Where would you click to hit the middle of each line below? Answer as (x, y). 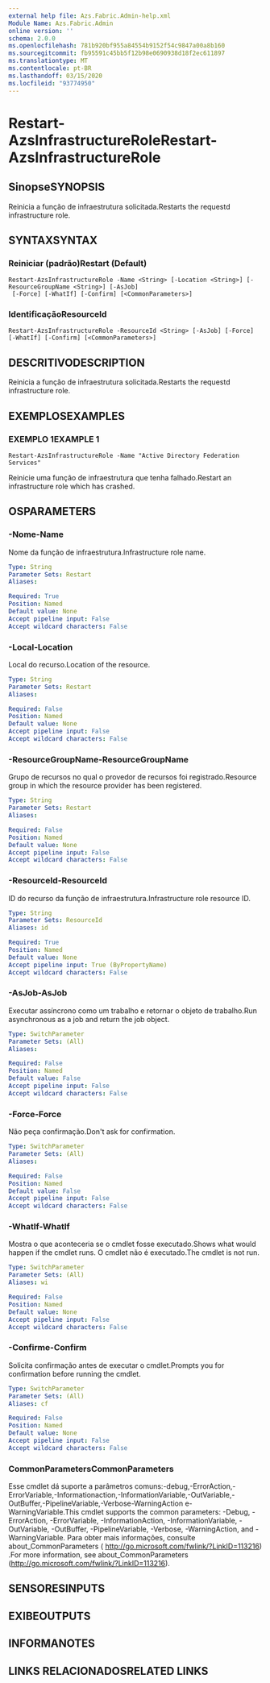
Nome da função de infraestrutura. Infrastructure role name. (107, 552)
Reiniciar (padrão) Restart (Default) (78, 263)
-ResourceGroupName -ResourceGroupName (99, 759)
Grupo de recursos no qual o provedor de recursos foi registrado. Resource (133, 777)
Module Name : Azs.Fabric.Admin (61, 23)
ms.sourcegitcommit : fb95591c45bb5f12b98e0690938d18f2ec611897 (117, 53)
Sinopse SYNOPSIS (57, 187)
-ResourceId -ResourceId (58, 881)
